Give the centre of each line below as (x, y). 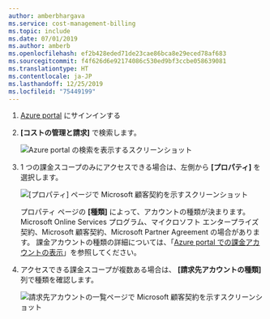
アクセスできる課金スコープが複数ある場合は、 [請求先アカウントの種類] (141, 269)
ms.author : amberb (39, 46)
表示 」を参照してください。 (94, 252)
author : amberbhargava (47, 16)
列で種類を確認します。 (59, 280)
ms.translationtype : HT (49, 69)
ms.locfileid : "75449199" (52, 91)
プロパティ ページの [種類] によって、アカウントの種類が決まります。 (135, 212)
